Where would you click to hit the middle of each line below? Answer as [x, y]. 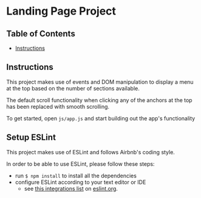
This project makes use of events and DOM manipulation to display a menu [100, 82]
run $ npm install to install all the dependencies [76, 176]
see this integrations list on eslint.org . [71, 188]
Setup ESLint [31, 138]
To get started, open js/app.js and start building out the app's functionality [101, 118]
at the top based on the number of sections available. [73, 88]
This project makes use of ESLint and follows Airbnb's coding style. [90, 152]
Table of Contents [41, 34]
